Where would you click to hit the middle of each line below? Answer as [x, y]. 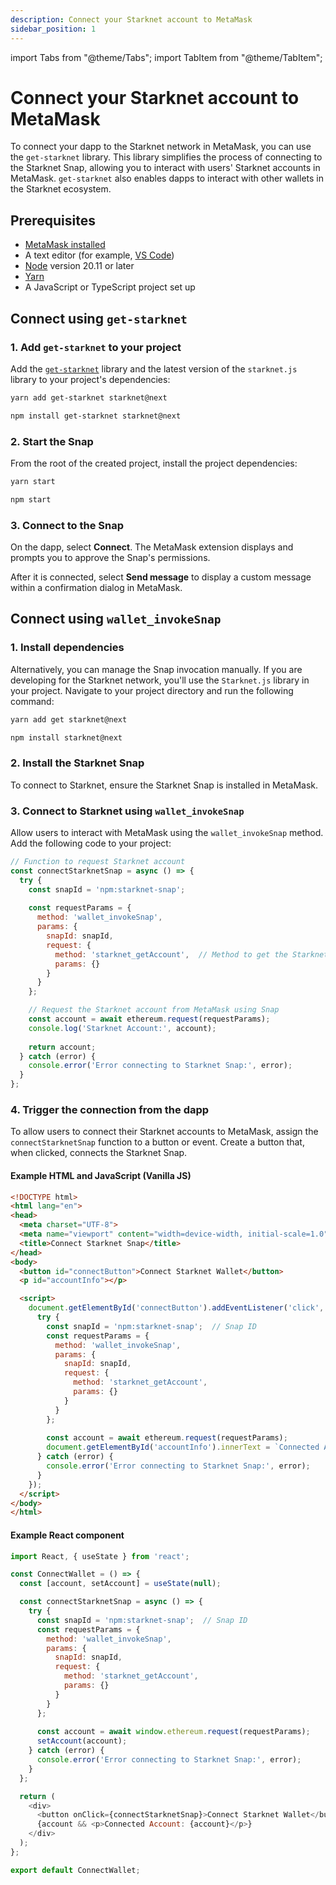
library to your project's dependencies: [90, 379]
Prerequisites [53, 220]
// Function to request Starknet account [98, 862]
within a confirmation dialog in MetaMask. [96, 588]
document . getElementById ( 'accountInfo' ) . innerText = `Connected [183, 1447]
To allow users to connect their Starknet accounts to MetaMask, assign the [164, 1132]
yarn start [33, 481]
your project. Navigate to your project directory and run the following [152, 690]
